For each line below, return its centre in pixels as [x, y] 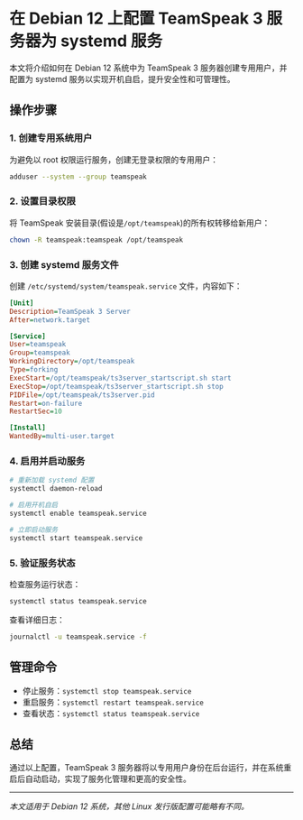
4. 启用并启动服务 [47, 461]
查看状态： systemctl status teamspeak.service [111, 713]
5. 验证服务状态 [42, 563]
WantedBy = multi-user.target [62, 437]
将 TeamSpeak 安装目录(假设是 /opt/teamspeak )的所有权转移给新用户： [140, 223]
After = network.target [50, 320]
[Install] [28, 428]
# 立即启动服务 [34, 530]
